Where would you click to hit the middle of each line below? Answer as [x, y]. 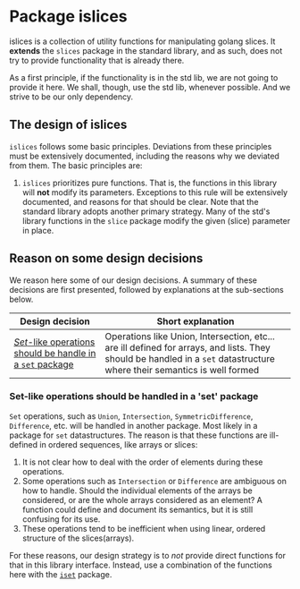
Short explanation [196, 321]
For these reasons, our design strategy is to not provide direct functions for [147, 555]
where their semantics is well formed [182, 370]
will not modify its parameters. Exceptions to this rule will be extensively [155, 192]
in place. [38, 230]
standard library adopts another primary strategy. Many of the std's [146, 211]
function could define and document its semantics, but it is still [137, 509]
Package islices [68, 17]
